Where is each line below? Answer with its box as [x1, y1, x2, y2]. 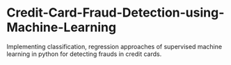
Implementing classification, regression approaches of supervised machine [6, 42, 223, 50]
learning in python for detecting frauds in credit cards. [6, 50, 162, 58]
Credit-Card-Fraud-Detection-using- [6, 5, 225, 21]
